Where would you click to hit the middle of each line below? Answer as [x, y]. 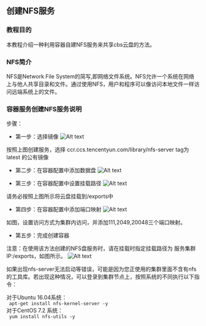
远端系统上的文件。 [36, 91]
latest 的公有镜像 [28, 157]
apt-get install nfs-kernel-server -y [59, 304]
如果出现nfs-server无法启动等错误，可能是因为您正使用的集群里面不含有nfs [101, 269]
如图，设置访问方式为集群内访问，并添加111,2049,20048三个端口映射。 [96, 222]
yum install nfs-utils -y [42, 317]
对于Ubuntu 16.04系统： [37, 298]
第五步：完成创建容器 [42, 235]
